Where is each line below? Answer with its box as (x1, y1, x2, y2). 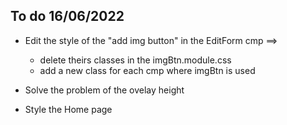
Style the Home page (24, 103, 113, 115)
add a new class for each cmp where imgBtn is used (39, 64, 256, 76)
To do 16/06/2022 (10, 8, 125, 25)
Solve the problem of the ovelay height (24, 84, 185, 96)
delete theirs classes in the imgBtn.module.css (39, 54, 232, 66)
